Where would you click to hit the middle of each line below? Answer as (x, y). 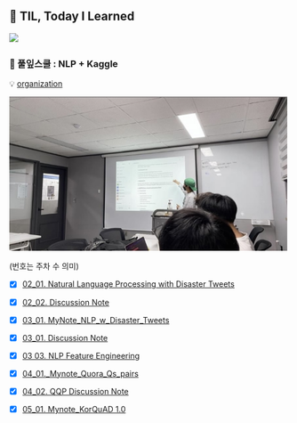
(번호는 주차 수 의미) (44, 266)
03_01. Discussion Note (65, 338)
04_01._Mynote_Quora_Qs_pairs (80, 373)
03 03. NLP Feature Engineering (81, 355)
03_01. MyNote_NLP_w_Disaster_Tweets (96, 320)
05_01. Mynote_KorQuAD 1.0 (74, 409)
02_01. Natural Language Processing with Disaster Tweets (128, 284)
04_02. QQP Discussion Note (75, 391)
